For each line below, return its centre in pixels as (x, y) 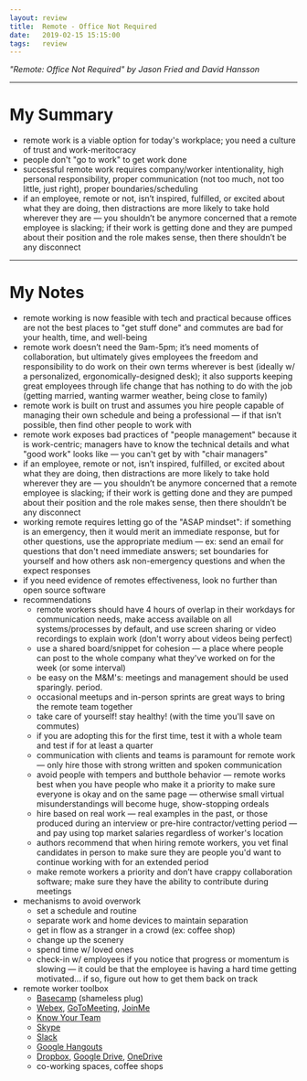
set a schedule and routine (86, 911)
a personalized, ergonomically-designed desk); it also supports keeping (158, 377)
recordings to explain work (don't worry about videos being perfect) (164, 639)
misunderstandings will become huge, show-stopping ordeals (153, 804)
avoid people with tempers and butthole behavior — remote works (161, 775)
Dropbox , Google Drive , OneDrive (99, 1056)
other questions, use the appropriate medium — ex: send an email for (153, 541)
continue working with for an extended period (122, 862)
